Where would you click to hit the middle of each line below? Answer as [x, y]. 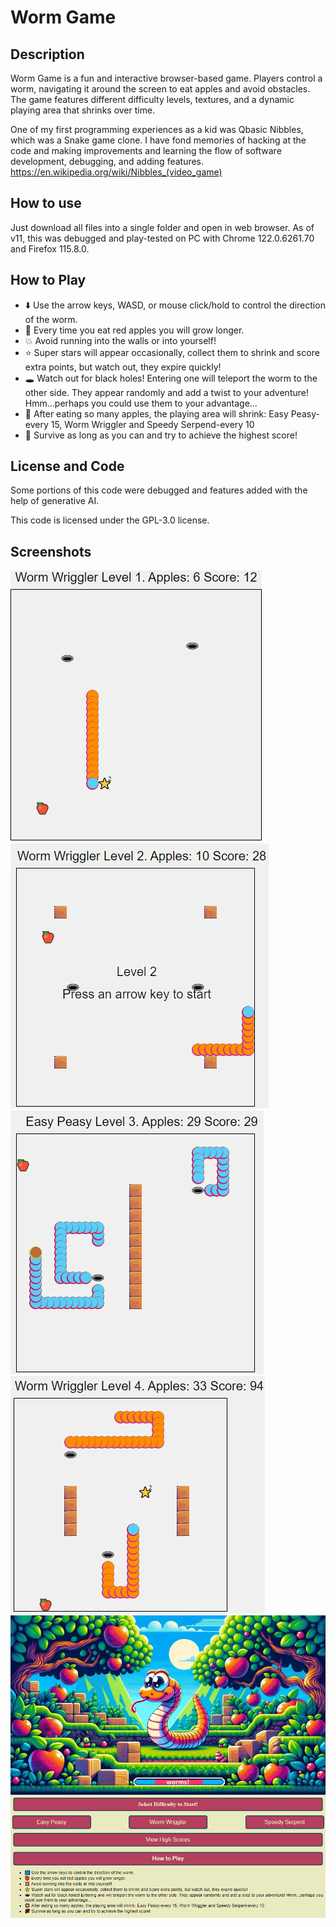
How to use [46, 203]
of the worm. [51, 319]
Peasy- [305, 413]
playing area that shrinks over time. [83, 110]
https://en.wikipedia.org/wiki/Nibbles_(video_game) [116, 172]
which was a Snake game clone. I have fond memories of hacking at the [158, 140]
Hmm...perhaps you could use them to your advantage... [141, 403]
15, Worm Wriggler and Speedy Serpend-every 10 [152, 424]
